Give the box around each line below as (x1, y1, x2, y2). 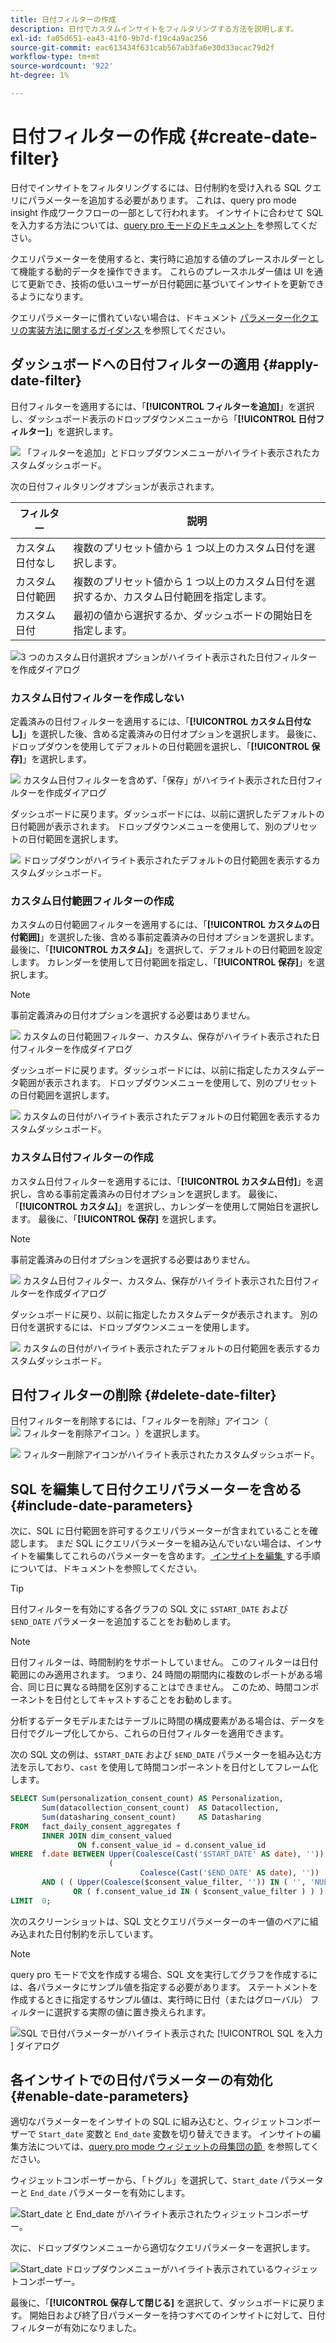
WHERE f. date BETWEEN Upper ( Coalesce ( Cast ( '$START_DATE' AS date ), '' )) (10, 1849, 325, 1860)
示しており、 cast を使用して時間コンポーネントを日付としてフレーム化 (27, 1761, 318, 1773)
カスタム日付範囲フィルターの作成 (10, 894, 175, 908)
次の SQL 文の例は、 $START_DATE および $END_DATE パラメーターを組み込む (10, 1749, 314, 1761)
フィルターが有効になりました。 (10, 2322, 142, 2334)
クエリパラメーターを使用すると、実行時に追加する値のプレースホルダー (10, 252, 308, 265)
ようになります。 (18, 290, 89, 302)
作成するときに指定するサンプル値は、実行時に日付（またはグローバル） (10, 1993, 308, 2005)
